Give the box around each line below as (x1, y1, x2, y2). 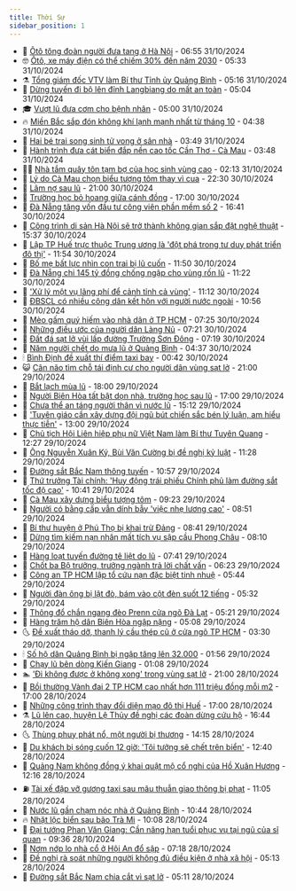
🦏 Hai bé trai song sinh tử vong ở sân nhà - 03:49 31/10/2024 (21, 135, 245, 146)
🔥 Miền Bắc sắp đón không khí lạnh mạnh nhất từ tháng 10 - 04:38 (21, 116, 265, 127)
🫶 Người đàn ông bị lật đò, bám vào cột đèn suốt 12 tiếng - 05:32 (21, 588, 259, 598)
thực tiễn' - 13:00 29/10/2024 (21, 418, 130, 429)
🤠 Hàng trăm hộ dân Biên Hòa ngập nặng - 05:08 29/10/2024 (21, 616, 246, 627)
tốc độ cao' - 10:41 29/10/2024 (21, 484, 135, 495)
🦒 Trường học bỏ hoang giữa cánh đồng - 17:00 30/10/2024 (21, 191, 240, 202)
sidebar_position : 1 (9, 21, 86, 30)
